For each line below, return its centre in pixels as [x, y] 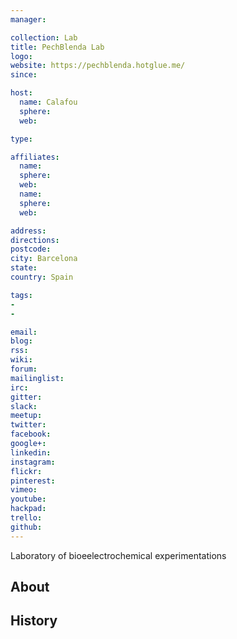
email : [24, 332]
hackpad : [28, 509]
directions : [35, 240]
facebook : [31, 434]
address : [28, 231]
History [34, 621]
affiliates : [35, 157]
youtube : [28, 499]
